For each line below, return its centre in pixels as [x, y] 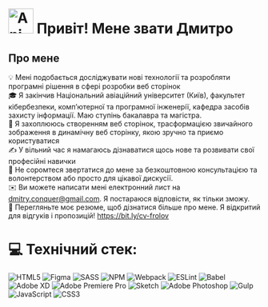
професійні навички [42, 161]
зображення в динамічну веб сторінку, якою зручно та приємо [116, 132]
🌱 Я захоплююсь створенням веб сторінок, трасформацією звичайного [131, 124]
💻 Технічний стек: [73, 250]
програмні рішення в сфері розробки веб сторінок [94, 86]
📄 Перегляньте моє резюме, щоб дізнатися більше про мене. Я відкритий [134, 207]
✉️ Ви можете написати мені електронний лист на [94, 187]
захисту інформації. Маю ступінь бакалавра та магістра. [105, 115]
